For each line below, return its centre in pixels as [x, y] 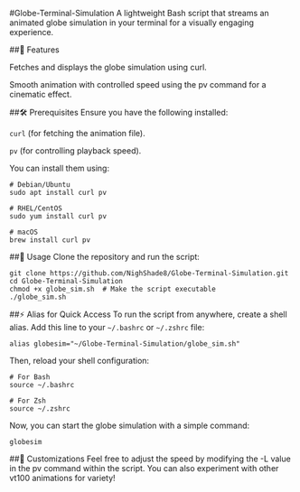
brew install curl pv [50, 240]
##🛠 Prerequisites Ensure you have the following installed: [119, 112]
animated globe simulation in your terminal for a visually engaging [132, 23]
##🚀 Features [35, 50]
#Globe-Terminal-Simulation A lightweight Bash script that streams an [139, 13]
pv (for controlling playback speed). [75, 151]
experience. [32, 32]
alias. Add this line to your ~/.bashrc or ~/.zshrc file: [107, 327]
